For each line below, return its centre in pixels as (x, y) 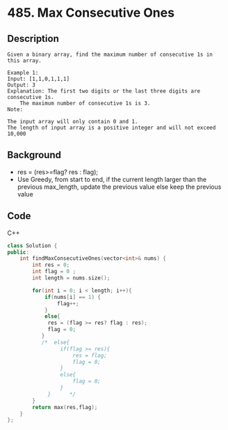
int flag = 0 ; (54, 272)
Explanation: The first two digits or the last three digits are (104, 91)
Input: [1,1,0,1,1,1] (39, 79)
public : (18, 252)
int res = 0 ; (51, 265)
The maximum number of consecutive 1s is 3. (85, 103)
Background (34, 155)
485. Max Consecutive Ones (91, 13)
